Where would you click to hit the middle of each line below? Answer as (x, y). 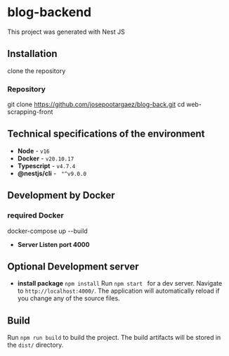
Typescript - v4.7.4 (46, 165)
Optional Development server (73, 266)
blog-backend (50, 12)
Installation (32, 54)
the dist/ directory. (35, 345)
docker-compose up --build (47, 231)
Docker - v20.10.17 (46, 158)
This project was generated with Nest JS (66, 32)
